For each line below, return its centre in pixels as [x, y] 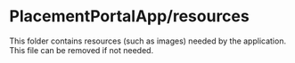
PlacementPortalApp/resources [129, 16]
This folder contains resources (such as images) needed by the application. [148, 41]
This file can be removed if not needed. [82, 50]
